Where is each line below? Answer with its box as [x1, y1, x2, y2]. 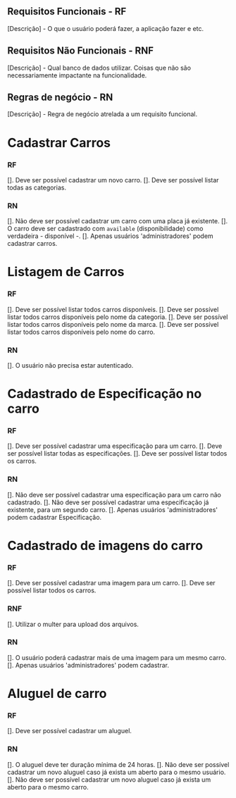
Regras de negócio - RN [7, 92, 113, 104]
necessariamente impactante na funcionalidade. [7, 70, 147, 80]
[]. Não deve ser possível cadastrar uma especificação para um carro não [7, 490, 222, 499]
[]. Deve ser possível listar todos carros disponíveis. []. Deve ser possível [7, 305, 219, 313]
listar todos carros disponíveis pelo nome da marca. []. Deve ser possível [7, 320, 219, 328]
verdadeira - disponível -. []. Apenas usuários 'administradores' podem [7, 232, 213, 240]
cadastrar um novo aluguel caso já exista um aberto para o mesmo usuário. [7, 768, 226, 776]
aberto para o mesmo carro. [7, 783, 89, 791]
